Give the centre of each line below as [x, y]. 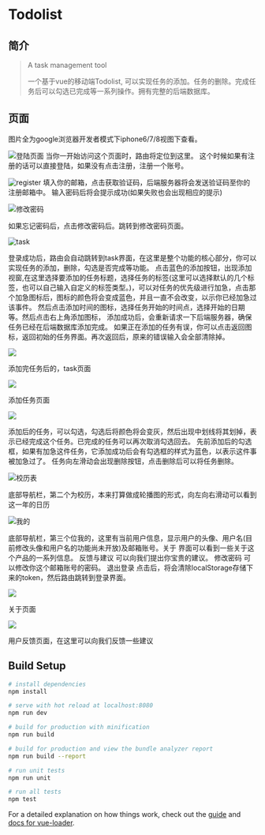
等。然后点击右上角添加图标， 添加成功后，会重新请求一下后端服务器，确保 [130, 316]
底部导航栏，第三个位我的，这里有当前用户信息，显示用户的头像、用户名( [127, 537]
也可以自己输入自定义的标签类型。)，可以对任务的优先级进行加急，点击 [136, 287]
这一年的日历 [29, 504]
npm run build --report [47, 756]
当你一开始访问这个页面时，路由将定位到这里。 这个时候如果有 [147, 155]
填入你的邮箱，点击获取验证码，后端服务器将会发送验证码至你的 [147, 182]
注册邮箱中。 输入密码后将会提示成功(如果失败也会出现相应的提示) [116, 192]
